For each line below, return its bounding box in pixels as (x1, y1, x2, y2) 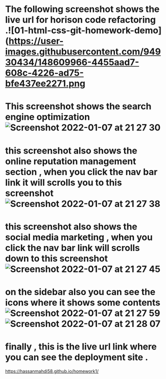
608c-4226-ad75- (5, 67, 84, 78)
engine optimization (5, 111, 90, 123)
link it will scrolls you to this (5, 176, 122, 188)
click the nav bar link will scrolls (5, 242, 140, 253)
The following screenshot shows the (5, 3, 160, 15)
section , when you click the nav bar (5, 166, 157, 177)
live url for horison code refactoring (5, 14, 156, 25)
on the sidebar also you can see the (5, 286, 156, 297)
